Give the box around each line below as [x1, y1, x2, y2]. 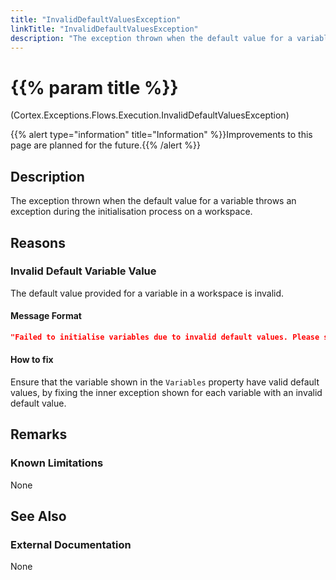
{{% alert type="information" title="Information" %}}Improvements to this [10, 129, 313, 141]
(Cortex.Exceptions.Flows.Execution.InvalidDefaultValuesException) [10, 109, 290, 121]
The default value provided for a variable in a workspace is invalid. [10, 287, 285, 299]
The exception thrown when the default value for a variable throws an [10, 195, 297, 207]
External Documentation [10, 538, 132, 552]
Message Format [10, 310, 82, 322]
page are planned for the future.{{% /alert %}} [10, 139, 201, 151]
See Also [10, 508, 67, 525]
